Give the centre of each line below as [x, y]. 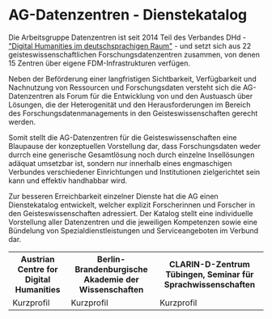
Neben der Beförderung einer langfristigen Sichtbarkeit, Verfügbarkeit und [132, 79]
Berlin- [111, 259]
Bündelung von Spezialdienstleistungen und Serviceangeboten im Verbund [134, 230]
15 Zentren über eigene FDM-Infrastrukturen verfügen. [100, 63]
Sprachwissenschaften [210, 284]
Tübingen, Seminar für [210, 274]
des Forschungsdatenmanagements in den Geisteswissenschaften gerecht [133, 113]
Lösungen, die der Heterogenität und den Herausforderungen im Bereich [130, 104]
